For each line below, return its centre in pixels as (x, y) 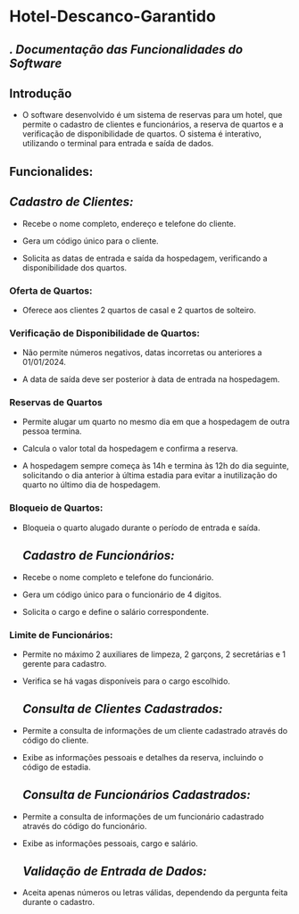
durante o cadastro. (58, 902)
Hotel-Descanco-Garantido (112, 17)
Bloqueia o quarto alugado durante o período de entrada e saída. (141, 528)
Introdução (41, 93)
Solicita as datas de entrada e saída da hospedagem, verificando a (145, 258)
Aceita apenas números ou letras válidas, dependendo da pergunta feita (155, 893)
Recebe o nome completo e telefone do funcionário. (118, 577)
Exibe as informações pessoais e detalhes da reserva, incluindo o (143, 757)
